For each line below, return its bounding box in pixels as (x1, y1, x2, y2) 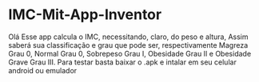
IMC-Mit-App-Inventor (8, 6, 162, 24)
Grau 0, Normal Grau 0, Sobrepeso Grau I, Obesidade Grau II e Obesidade (8, 49, 252, 58)
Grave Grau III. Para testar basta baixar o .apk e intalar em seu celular (8, 57, 237, 67)
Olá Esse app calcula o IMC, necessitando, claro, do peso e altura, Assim (8, 32, 249, 41)
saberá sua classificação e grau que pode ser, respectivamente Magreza (8, 40, 249, 49)
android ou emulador (8, 65, 78, 75)
